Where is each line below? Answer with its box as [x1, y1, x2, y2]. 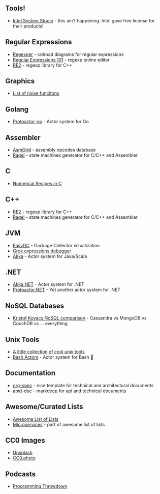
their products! [12, 23, 44, 29]
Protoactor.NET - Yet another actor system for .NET [12, 287, 121, 293]
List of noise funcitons [12, 90, 59, 96]
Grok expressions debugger [12, 248, 71, 254]
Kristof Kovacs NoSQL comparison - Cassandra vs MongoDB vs [12, 315, 147, 321]
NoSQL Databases [5, 301, 65, 310]
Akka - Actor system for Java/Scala [12, 253, 87, 259]
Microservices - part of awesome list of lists [12, 421, 105, 427]
